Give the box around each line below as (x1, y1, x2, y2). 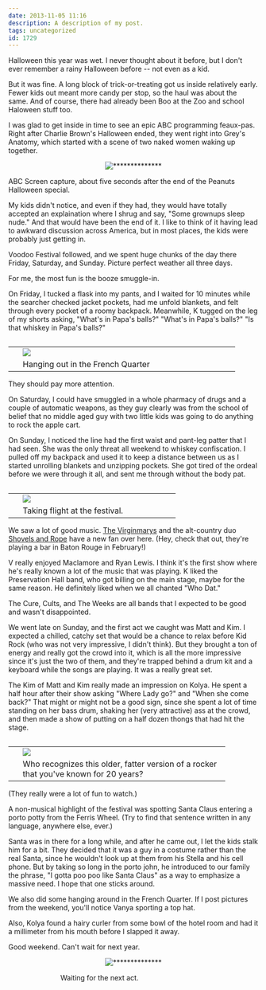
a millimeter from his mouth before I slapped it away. (8, 927, 180, 937)
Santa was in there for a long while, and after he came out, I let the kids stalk (8, 837, 259, 847)
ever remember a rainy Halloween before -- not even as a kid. (8, 65, 210, 74)
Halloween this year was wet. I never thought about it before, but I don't (8, 56, 243, 65)
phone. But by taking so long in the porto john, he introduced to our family (8, 862, 250, 872)
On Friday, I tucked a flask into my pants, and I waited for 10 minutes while (8, 289, 251, 299)
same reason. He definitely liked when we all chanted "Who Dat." (8, 583, 221, 593)
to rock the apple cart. (8, 420, 81, 430)
